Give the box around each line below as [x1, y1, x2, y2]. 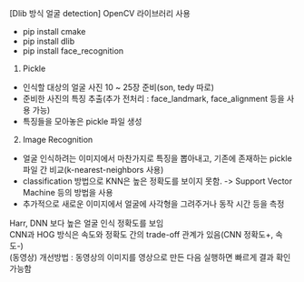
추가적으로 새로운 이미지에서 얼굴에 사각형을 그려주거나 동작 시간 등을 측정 [22, 198, 285, 209]
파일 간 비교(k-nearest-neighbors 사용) [22, 165, 164, 175]
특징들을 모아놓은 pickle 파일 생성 [22, 116, 142, 126]
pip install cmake [22, 26, 86, 36]
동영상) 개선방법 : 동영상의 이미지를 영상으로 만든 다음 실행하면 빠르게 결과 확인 [12, 252, 291, 262]
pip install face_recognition [22, 45, 124, 56]
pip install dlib [22, 35, 75, 46]
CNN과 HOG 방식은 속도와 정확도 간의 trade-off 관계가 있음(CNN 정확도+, [9, 229, 274, 239]
